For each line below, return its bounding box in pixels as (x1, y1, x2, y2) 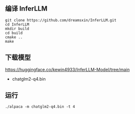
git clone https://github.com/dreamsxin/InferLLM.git (5, 17, 117, 23)
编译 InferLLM (5, 4, 48, 13)
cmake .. (5, 34, 23, 40)
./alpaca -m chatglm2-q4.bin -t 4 (5, 104, 76, 109)
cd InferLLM (5, 22, 29, 27)
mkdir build (5, 26, 29, 31)
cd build (5, 31, 23, 35)
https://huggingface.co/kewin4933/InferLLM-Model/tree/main (5, 66, 130, 72)
